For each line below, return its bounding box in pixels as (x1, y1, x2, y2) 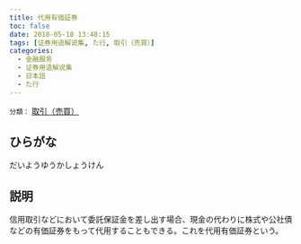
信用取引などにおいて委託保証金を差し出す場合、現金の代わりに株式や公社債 (9, 214, 293, 225)
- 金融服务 (17, 55, 53, 64)
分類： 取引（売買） (9, 105, 79, 117)
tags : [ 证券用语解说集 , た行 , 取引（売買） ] (9, 38, 155, 48)
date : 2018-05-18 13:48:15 (9, 30, 111, 39)
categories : (9, 47, 54, 56)
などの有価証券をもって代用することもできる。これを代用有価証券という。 (9, 225, 284, 236)
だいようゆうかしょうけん (9, 160, 104, 170)
